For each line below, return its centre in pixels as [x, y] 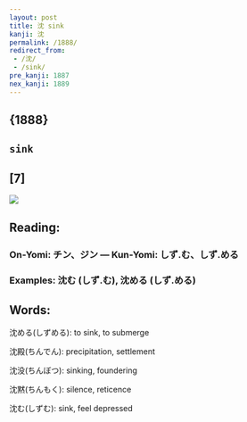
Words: [30, 310]
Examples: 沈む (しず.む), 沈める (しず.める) [103, 280]
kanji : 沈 [27, 34]
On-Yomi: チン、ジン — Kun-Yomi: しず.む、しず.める [124, 254]
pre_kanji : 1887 [39, 76]
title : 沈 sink [37, 26]
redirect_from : [37, 51]
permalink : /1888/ [43, 42]
